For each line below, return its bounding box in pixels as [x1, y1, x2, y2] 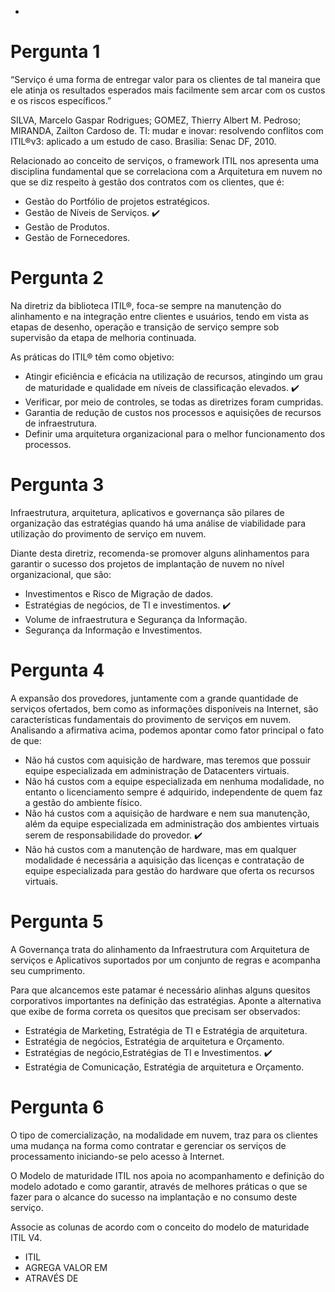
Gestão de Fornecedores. [24, 231, 131, 243]
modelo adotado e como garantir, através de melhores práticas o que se [10, 1180, 308, 1192]
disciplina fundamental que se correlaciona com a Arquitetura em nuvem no [10, 165, 323, 177]
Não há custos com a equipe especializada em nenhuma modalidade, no [24, 775, 325, 787]
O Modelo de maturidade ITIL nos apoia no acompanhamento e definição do [10, 1169, 325, 1181]
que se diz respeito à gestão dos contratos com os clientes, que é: [10, 176, 285, 188]
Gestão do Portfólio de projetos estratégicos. [24, 195, 210, 207]
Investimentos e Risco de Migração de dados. [24, 587, 214, 600]
